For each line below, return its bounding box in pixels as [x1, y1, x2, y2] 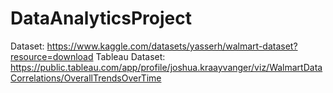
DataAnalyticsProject [10, 7, 192, 30]
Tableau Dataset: [95, 50, 166, 62]
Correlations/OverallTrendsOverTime [10, 72, 162, 84]
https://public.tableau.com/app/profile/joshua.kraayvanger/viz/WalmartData [10, 61, 323, 73]
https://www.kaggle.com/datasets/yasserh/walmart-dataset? [46, 40, 298, 52]
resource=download [10, 50, 94, 62]
